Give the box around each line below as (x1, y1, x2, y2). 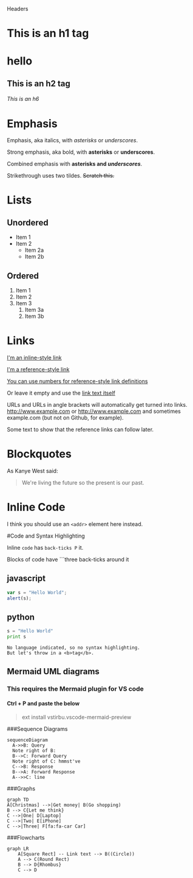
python (7, 612, 35, 622)
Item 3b (24, 313, 44, 320)
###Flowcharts (7, 834, 45, 841)
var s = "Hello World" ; (7, 589, 67, 595)
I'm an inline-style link (7, 354, 62, 361)
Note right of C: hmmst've (12, 758, 81, 764)
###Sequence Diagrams (7, 725, 68, 732)
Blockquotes (7, 447, 72, 461)
